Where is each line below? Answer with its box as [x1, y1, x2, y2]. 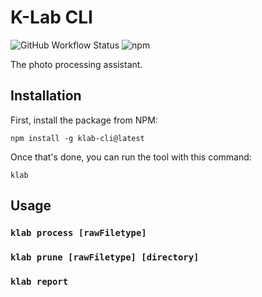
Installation [10, 87, 82, 105]
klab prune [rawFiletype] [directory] [10, 251, 200, 263]
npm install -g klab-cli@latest [10, 133, 145, 143]
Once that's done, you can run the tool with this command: [10, 151, 252, 163]
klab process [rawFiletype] [10, 227, 147, 239]
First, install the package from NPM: [10, 114, 158, 126]
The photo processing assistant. [10, 58, 143, 70]
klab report [10, 276, 69, 287]
